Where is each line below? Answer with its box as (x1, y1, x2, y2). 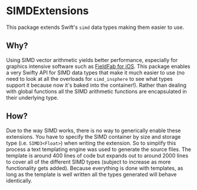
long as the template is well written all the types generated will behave (6, 171, 177, 178)
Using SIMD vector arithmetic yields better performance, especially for (6, 56, 178, 63)
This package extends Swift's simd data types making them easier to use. (6, 24, 185, 31)
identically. (6, 177, 32, 184)
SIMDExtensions (6, 4, 89, 18)
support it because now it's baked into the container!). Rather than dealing (6, 81, 187, 89)
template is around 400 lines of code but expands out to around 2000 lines (6, 152, 189, 159)
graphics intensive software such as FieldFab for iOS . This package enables (6, 63, 191, 70)
